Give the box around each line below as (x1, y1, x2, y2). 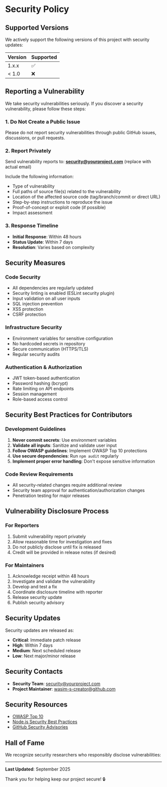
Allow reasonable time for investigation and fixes (12, 538, 112, 544)
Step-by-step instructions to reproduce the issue (12, 199, 113, 205)
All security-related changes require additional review (12, 482, 122, 488)
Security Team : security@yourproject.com (12, 680, 101, 687)
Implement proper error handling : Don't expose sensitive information (12, 458, 156, 464)
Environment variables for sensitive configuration (12, 335, 113, 341)
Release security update (12, 594, 62, 600)
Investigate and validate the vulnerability (12, 578, 95, 584)
